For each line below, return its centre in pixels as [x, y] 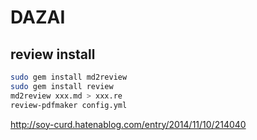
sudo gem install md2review [69, 77]
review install [53, 54]
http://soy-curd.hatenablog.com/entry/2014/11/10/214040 [128, 124]
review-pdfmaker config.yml [69, 105]
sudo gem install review [62, 86]
